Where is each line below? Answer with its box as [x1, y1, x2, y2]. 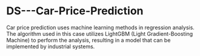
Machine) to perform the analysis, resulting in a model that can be [6, 36, 171, 43]
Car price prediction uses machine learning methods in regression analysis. [6, 24, 195, 31]
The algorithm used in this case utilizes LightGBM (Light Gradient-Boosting [6, 30, 193, 37]
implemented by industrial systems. [6, 43, 95, 50]
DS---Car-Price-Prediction [6, 4, 144, 18]
